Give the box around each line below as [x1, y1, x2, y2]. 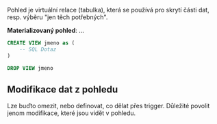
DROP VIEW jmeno [7, 64, 53, 71]
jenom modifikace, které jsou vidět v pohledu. [7, 109, 136, 117]
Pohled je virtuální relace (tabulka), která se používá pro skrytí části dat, [7, 6, 210, 14]
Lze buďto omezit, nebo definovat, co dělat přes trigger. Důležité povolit [7, 102, 210, 110]
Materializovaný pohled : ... [7, 27, 84, 34]
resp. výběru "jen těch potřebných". [7, 13, 108, 21]
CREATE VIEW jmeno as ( [7, 40, 75, 47]
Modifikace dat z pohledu [7, 84, 118, 95]
